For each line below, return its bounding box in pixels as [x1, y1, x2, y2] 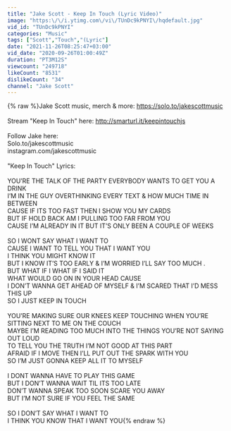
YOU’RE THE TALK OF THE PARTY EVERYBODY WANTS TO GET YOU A [7, 177, 216, 186]
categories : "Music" [7, 30, 68, 37]
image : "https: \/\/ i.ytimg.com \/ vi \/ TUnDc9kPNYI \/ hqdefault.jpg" [7, 17, 203, 24]
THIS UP [7, 289, 32, 298]
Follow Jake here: [7, 132, 58, 140]
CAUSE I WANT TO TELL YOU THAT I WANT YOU [7, 244, 151, 253]
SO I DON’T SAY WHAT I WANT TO [7, 409, 109, 418]
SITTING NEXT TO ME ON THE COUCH [7, 319, 121, 328]
